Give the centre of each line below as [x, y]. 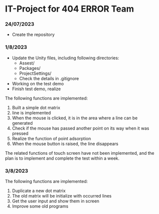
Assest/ [27, 63]
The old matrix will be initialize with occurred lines [62, 196]
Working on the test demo [38, 83]
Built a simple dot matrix [36, 107]
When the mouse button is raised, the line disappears [65, 144]
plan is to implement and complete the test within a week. [62, 158]
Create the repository [33, 34]
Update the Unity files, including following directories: [65, 58]
